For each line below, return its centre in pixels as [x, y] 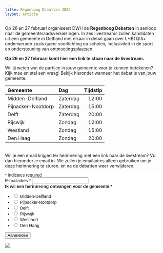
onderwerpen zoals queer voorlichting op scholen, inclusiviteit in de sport [79, 43]
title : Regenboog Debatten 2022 [38, 10]
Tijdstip [93, 90]
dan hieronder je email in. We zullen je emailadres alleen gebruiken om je [78, 160]
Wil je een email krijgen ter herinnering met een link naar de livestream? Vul [81, 155]
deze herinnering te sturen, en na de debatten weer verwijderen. [70, 166]
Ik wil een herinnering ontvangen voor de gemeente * [59, 186]
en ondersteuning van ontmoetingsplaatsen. [49, 49]
